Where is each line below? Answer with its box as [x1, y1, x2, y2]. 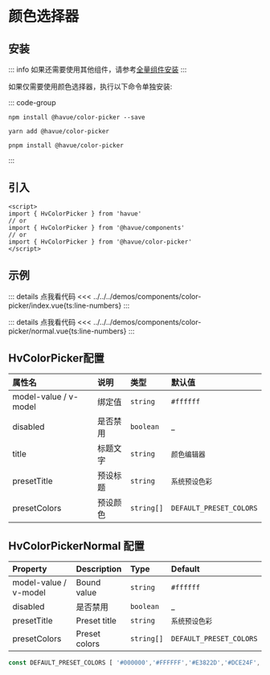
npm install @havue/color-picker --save [8, 113, 146, 121]
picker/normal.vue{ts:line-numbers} [8, 326, 127, 336]
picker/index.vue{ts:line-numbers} [8, 301, 122, 310]
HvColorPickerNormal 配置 [8, 539, 145, 553]
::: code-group [8, 98, 56, 107]
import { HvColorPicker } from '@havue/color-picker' [8, 238, 193, 246]
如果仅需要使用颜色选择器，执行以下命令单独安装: [8, 82, 173, 91]
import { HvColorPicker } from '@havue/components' [8, 223, 185, 231]
